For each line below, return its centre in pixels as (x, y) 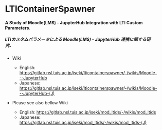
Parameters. (18, 28)
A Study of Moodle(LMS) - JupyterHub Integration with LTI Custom (74, 22)
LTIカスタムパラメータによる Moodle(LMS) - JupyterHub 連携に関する (76, 39)
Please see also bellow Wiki (40, 102)
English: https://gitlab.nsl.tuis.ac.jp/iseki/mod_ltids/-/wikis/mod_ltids (88, 112)
